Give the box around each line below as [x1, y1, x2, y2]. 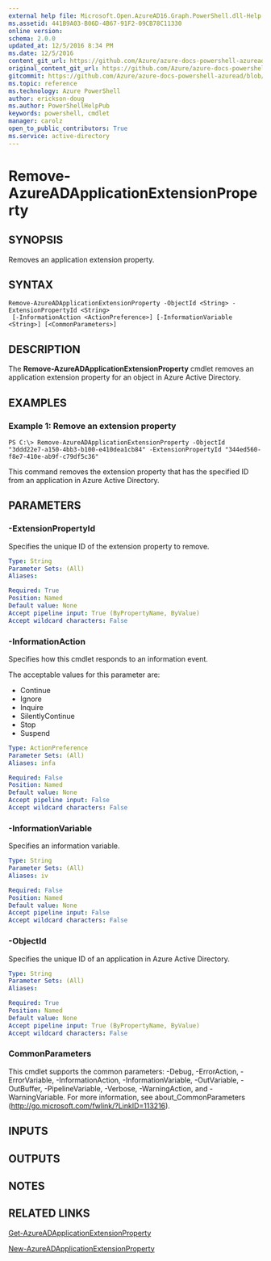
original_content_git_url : [8, 65, 99, 73]
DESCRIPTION [8, 343, 81, 356]
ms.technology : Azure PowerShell [8, 86, 121, 95]
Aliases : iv [8, 872, 48, 880]
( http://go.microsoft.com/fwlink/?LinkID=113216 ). [8, 1100, 171, 1111]
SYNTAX [8, 278, 54, 292]
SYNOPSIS [8, 233, 64, 247]
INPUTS [8, 1124, 48, 1138]
